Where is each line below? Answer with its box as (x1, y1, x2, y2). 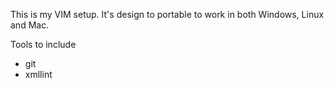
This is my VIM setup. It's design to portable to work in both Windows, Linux (10, 9, 325, 20)
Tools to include (10, 39, 77, 50)
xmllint (24, 69, 53, 80)
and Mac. (10, 19, 50, 31)
